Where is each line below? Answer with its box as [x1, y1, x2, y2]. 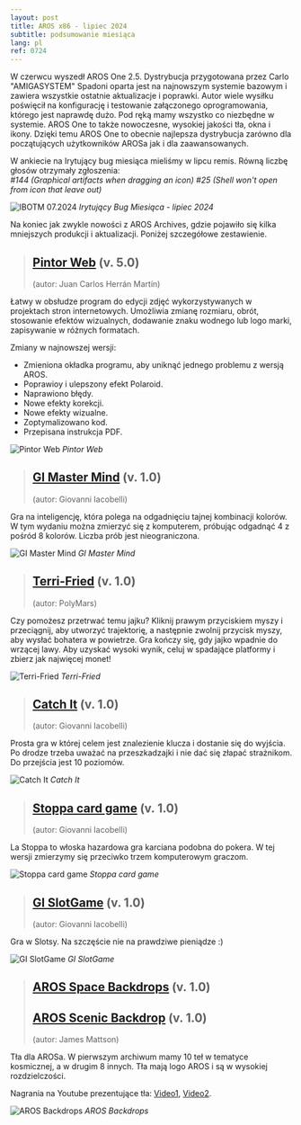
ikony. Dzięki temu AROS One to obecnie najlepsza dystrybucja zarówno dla [10, 129, 292, 139]
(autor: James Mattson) [31, 1034, 120, 1045]
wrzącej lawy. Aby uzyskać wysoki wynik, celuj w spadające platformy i [10, 644, 276, 655]
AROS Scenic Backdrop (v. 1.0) [31, 1010, 208, 1025]
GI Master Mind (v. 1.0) [31, 469, 162, 486]
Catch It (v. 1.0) [31, 696, 120, 711]
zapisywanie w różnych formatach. [10, 325, 140, 335]
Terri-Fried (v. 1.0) [31, 574, 137, 589]
